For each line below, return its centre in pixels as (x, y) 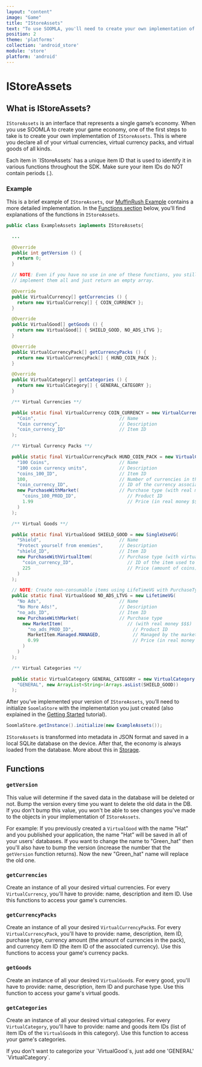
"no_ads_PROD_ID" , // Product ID (98, 629)
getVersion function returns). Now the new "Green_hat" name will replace (97, 854)
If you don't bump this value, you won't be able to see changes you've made (101, 810)
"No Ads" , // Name (78, 602)
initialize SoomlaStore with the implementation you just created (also (90, 708)
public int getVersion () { (47, 253)
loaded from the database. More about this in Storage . (73, 750)
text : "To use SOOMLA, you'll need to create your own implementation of (101, 29)
